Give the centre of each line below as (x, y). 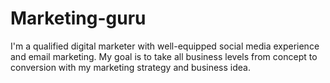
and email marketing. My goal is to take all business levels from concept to (164, 56)
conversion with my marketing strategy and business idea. (130, 67)
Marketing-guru (78, 18)
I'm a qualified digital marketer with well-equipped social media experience (165, 46)
